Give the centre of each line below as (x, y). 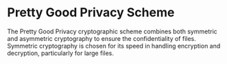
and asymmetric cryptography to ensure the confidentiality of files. (102, 38)
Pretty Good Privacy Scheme (91, 13)
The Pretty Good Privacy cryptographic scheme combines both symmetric (112, 31)
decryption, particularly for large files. (61, 53)
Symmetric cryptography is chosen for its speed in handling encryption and (114, 46)
